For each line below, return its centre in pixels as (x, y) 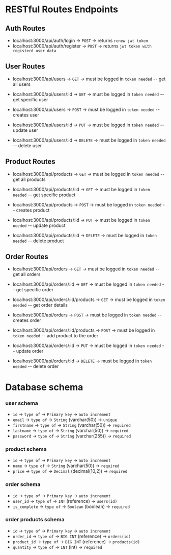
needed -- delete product (38, 241)
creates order (27, 320)
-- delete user (27, 145)
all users (21, 84)
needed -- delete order (36, 366)
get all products (29, 179)
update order (30, 351)
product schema (26, 449)
